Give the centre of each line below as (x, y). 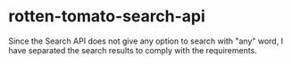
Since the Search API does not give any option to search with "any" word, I (146, 41)
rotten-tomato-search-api (107, 16)
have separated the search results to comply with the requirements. (133, 50)
